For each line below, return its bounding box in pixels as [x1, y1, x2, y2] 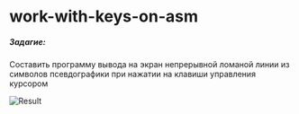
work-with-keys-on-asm [9, 6, 199, 27]
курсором [9, 78, 49, 89]
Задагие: [9, 36, 47, 47]
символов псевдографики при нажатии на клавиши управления [9, 69, 257, 80]
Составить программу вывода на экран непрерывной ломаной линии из [9, 59, 290, 70]
